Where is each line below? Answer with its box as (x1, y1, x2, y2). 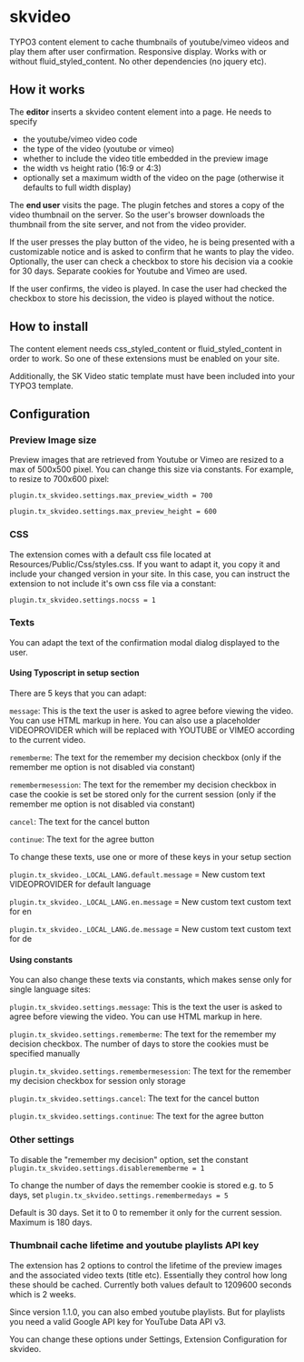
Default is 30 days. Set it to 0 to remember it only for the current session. (9, 1207, 283, 1217)
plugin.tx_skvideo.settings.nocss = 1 (9, 596, 156, 605)
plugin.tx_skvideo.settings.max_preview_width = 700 (9, 491, 213, 501)
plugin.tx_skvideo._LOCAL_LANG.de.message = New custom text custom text (9, 924, 292, 935)
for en (9, 906, 32, 917)
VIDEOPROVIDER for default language (9, 879, 152, 890)
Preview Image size (9, 434, 97, 446)
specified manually (9, 1048, 81, 1059)
